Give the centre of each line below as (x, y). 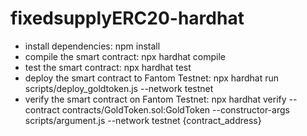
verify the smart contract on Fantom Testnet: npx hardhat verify (155, 99)
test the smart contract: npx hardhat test (108, 67)
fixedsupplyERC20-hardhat (127, 18)
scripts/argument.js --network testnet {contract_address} (143, 120)
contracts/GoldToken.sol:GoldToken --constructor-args (175, 109)
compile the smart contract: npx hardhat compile (125, 56)
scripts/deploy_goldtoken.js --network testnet (119, 88)
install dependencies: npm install (92, 46)
